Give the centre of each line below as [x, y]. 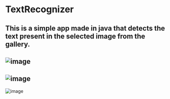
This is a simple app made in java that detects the [85, 28]
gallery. [18, 44]
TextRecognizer [40, 9]
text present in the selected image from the [75, 36]
